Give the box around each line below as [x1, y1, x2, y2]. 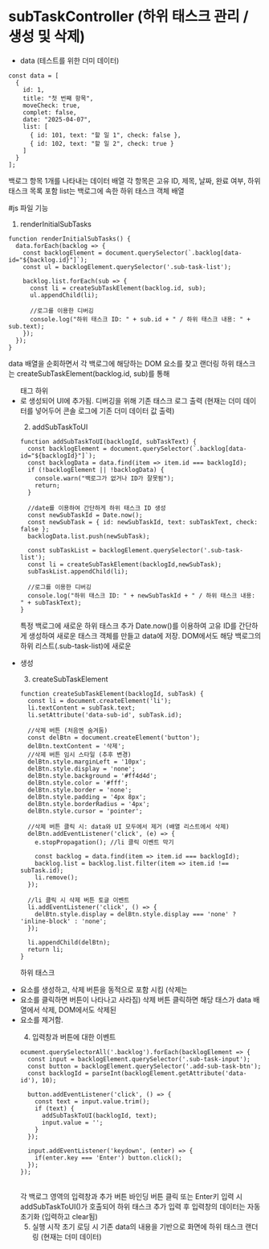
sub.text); [8, 322, 45, 330]
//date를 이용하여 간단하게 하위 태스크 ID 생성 [27, 504, 166, 512]
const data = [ [8, 72, 59, 80]
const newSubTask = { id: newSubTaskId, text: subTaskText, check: [27, 518, 259, 526]
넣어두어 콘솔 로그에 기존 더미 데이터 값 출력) [35, 406, 175, 416]
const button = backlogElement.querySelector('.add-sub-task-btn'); [27, 1062, 262, 1070]
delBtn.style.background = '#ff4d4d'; [27, 771, 157, 780]
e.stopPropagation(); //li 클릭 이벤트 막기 [35, 838, 174, 846]
